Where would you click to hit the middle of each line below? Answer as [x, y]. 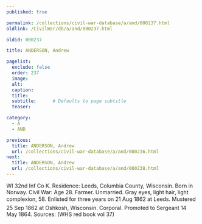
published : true [27, 12]
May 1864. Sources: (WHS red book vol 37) [60, 214]
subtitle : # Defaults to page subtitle [69, 101]
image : [20, 79]
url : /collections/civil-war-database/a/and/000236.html [85, 152]
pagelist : [19, 61]
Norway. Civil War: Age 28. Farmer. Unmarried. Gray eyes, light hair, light [97, 192]
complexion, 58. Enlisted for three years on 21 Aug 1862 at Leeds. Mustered [101, 199]
